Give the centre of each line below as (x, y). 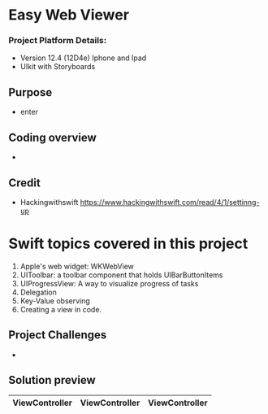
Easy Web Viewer (69, 15)
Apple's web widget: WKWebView (77, 266)
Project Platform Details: (58, 41)
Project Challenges (58, 335)
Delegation (38, 292)
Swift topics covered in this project (128, 244)
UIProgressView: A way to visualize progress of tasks (109, 283)
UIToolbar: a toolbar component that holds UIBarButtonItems (121, 275)
